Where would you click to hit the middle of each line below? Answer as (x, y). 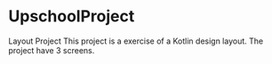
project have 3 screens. (52, 50)
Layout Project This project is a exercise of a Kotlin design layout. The (136, 41)
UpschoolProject (72, 16)
